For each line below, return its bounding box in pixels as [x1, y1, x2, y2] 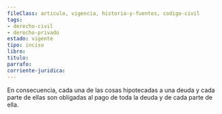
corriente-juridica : [7, 67, 66, 74]
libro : [7, 48, 26, 55]
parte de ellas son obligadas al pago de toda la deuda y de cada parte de [7, 93, 213, 101]
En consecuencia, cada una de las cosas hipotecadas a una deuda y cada [7, 86, 215, 94]
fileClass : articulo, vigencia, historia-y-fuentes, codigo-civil [7, 10, 200, 17]
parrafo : [7, 61, 32, 68]
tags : [7, 16, 23, 23]
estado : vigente [7, 35, 53, 42]
